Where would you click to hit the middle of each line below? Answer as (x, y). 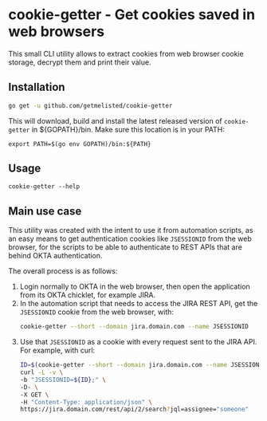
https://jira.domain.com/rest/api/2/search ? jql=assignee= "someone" (134, 409)
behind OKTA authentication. (55, 256)
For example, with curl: (57, 350)
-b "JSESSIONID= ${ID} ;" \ (63, 380)
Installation (37, 87)
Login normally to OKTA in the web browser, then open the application (135, 287)
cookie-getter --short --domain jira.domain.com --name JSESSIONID (134, 327)
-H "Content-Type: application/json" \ (86, 402)
